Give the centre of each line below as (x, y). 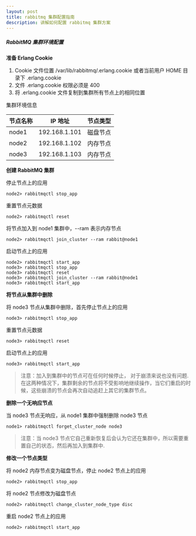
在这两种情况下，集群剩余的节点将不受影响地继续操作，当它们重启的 (103, 383)
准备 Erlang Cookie (29, 58)
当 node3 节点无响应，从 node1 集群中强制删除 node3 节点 (77, 415)
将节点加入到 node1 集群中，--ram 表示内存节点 (64, 229)
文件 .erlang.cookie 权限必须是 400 (57, 85)
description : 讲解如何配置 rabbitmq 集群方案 (58, 22)
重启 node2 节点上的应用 (36, 517)
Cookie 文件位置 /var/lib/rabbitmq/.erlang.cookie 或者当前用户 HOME (98, 71)
